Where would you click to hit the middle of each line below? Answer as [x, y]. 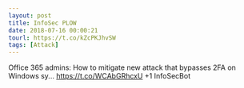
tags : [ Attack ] [34, 45]
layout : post [30, 15]
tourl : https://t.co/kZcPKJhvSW [62, 38]
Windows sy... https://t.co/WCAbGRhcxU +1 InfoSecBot [99, 76]
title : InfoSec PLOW [43, 23]
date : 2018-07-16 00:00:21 [53, 30]
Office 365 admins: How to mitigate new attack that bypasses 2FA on [122, 67]
